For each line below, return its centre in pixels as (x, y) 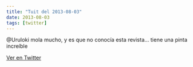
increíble (17, 46)
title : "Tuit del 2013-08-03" (44, 12)
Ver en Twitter (24, 58)
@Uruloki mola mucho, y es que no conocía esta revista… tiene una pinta (97, 40)
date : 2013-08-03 (28, 17)
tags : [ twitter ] (27, 23)
